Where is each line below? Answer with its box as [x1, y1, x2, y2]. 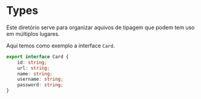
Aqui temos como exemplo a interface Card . [6, 42, 115, 49]
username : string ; [17, 77, 64, 83]
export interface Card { [6, 53, 69, 60]
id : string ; [17, 59, 47, 66]
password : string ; [17, 82, 64, 88]
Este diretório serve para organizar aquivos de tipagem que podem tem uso [6, 24, 195, 31]
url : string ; [17, 65, 50, 71]
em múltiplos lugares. [6, 30, 60, 37]
